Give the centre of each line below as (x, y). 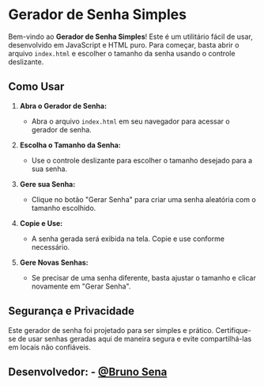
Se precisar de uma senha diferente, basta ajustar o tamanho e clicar (144, 277)
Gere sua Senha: (47, 184)
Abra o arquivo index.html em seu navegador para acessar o (131, 121)
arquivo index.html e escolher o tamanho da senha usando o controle (122, 53)
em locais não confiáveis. (49, 347)
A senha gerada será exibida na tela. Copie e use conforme (128, 239)
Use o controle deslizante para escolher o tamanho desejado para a (142, 160)
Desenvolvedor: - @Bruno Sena (88, 371)
